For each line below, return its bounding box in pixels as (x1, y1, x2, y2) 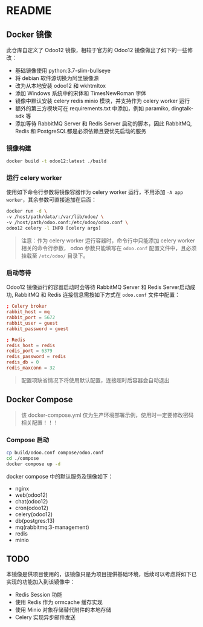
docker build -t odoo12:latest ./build (6, 158, 107, 164)
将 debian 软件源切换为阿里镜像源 (14, 75, 99, 82)
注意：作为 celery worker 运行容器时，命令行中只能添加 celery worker (21, 237, 195, 244)
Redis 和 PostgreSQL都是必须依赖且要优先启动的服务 (14, 128, 147, 134)
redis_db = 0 (6, 359, 39, 365)
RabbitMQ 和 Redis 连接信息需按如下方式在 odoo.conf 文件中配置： (14, 291, 180, 299)
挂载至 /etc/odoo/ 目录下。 (21, 252, 89, 259)
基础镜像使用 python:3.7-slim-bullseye (14, 67, 111, 74)
